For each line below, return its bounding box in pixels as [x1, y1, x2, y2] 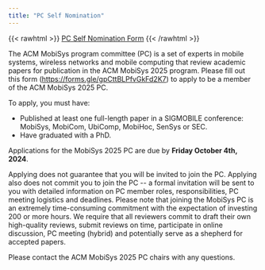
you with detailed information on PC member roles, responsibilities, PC [8, 186, 240, 195]
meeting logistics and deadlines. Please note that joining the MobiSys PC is [8, 195, 254, 204]
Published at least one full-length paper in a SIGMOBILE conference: [19, 113, 244, 123]
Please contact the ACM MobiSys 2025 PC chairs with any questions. [8, 252, 236, 262]
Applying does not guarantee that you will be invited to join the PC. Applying [8, 169, 257, 179]
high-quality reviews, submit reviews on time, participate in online [8, 220, 224, 229]
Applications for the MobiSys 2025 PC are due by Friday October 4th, [8, 145, 238, 155]
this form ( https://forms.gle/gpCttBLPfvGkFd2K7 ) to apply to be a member [8, 74, 252, 83]
